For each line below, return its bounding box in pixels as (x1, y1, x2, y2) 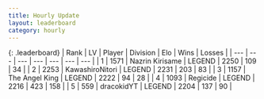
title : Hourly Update (8, 11, 80, 20)
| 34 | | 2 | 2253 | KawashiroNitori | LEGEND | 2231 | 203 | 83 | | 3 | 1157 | (8, 65, 246, 74)
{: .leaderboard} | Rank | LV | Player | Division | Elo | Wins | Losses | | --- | (8, 48, 248, 58)
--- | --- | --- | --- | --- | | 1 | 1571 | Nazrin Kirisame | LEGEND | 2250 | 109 (17, 56, 257, 66)
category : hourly (8, 26, 66, 34)
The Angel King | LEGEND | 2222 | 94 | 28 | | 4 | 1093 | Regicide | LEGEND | (8, 73, 255, 83)
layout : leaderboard (8, 19, 77, 27)
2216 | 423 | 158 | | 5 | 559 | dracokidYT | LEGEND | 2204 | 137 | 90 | (8, 82, 232, 91)
